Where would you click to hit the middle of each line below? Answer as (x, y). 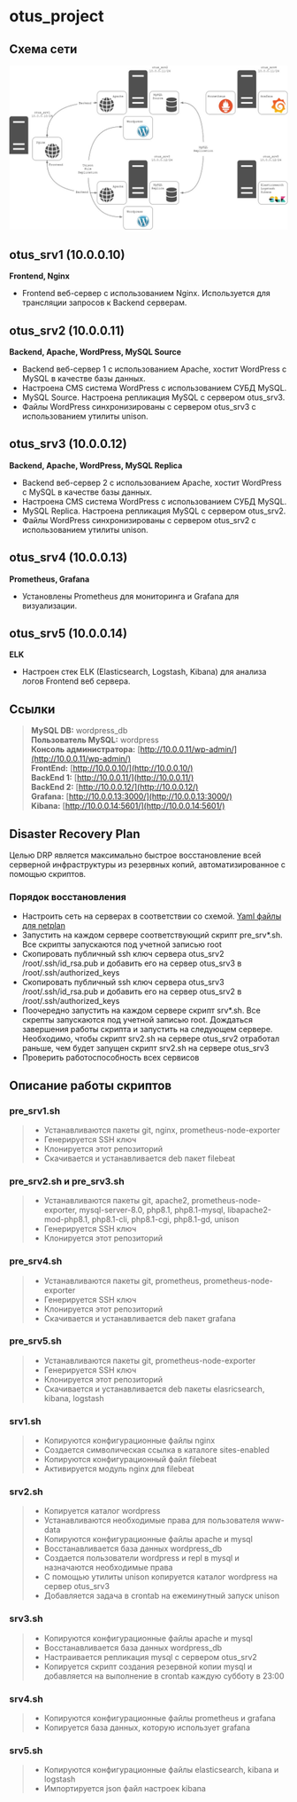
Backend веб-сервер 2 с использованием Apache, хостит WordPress (152, 482)
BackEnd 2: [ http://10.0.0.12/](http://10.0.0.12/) (114, 787)
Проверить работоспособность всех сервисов (110, 1058)
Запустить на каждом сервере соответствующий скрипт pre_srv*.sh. (152, 935)
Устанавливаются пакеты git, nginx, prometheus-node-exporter (162, 1130)
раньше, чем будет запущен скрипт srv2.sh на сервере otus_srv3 (145, 1048)
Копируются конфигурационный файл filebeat (130, 1460)
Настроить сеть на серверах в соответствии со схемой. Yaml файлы (152, 916)
